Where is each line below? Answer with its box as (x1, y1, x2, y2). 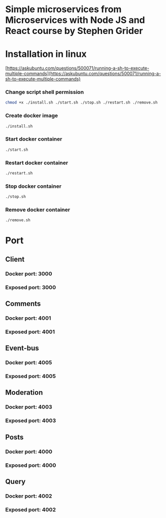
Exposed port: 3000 (5, 284, 56, 291)
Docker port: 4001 (5, 315, 51, 322)
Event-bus (5, 344, 39, 353)
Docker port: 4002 (5, 492, 52, 499)
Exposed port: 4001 (5, 328, 55, 335)
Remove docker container (5, 206, 70, 213)
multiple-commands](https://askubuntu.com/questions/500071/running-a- (5, 71, 161, 77)
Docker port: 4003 (5, 403, 52, 410)
